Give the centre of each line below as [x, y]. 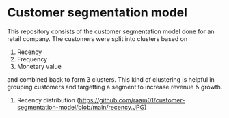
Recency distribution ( [48, 100]
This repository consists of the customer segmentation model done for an [111, 31]
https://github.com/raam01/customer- [132, 100]
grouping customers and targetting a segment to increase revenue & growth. [115, 87]
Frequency [32, 59]
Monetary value [39, 66]
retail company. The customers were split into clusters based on [97, 38]
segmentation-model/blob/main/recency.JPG [81, 107]
